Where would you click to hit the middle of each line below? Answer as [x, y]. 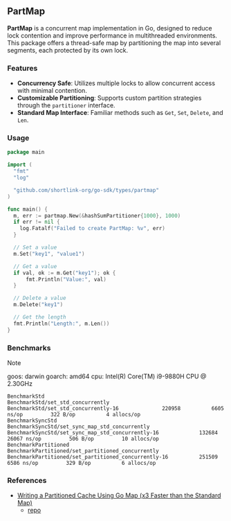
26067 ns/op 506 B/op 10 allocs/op [83, 439]
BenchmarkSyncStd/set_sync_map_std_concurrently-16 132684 [112, 432]
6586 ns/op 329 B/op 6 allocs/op [82, 463]
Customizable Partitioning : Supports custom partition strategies [109, 98]
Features [22, 68]
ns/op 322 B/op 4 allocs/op [74, 414]
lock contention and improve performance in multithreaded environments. [112, 35]
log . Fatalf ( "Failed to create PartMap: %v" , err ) [93, 229]
